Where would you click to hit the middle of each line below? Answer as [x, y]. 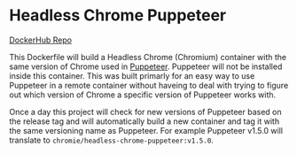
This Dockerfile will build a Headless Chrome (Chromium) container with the [148, 57]
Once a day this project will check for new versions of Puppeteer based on [145, 112]
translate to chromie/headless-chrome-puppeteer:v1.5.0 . [112, 140]
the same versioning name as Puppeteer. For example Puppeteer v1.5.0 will [146, 130]
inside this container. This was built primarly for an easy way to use [132, 75]
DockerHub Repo [41, 40]
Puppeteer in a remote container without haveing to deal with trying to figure [149, 85]
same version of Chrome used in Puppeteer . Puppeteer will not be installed [146, 66]
